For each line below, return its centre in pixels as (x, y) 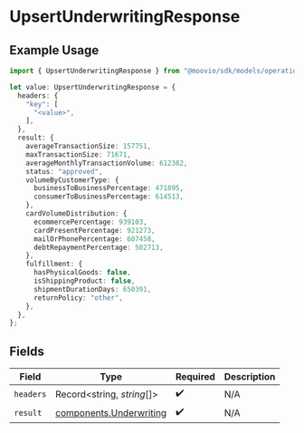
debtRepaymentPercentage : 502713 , (99, 247)
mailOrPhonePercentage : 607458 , (94, 239)
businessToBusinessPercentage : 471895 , (108, 188)
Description (250, 377)
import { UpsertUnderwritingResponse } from (95, 71)
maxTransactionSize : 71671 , (78, 154)
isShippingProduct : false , (84, 281)
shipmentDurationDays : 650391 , (92, 289)
